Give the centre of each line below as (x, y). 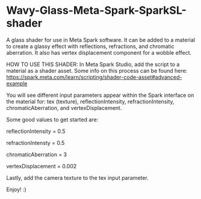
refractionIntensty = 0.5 (36, 142)
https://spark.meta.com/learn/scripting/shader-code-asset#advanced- (94, 77)
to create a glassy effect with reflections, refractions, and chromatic (90, 46)
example (17, 83)
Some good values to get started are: (52, 119)
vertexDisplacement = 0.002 (42, 166)
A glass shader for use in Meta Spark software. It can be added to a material (101, 40)
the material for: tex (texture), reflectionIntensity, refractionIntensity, (90, 101)
